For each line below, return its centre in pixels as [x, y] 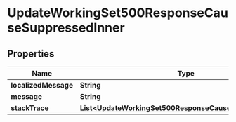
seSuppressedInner [66, 28]
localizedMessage [42, 85]
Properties [31, 54]
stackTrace [30, 108]
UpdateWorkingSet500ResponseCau [118, 13]
